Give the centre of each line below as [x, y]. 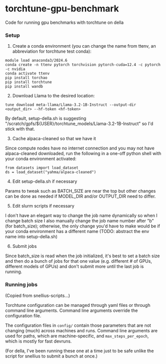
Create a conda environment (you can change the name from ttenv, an [84, 46]
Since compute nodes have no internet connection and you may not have [80, 148]
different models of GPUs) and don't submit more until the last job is [75, 267]
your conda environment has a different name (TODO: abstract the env [77, 231]
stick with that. [20, 129]
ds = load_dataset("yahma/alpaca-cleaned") [51, 172]
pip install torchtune [28, 82]
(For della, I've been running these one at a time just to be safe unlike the [80, 351]
